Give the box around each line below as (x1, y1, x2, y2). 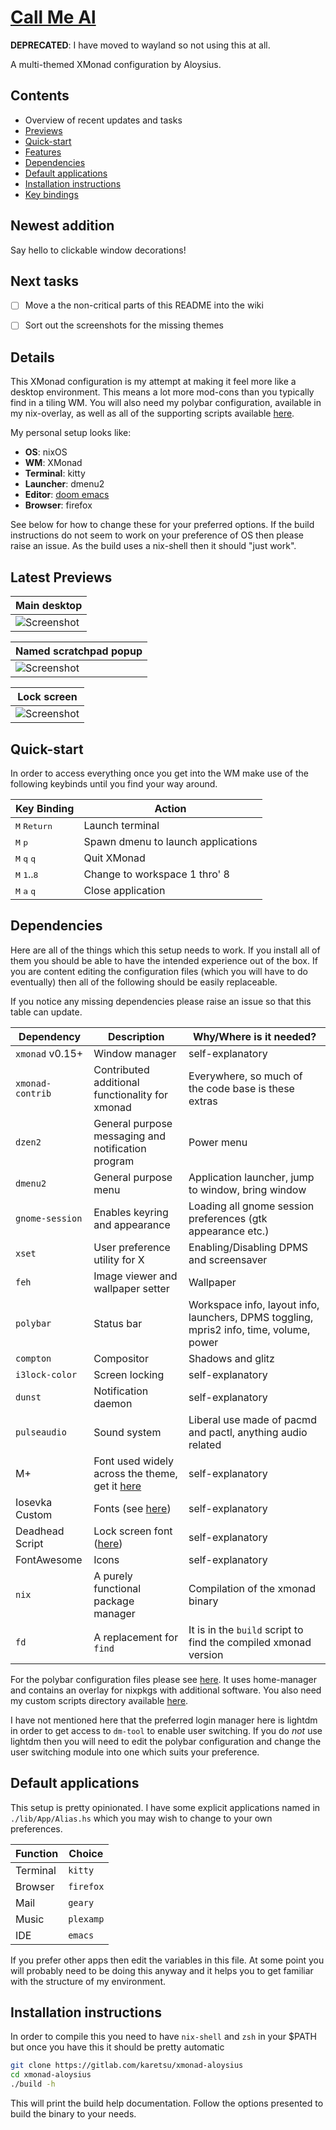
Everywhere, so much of (188, 1069, 303, 1083)
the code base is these (188, 1081, 295, 1095)
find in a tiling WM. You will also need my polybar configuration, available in (10, 397, 322, 409)
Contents (10, 87, 70, 105)
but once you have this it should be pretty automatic (10, 2041, 225, 2053)
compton (15, 1352, 52, 1364)
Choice (68, 1846, 104, 1860)
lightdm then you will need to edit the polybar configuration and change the (10, 1735, 322, 1747)
